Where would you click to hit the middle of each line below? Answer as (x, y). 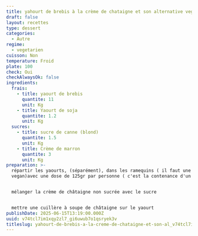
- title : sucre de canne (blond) (58, 132)
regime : (16, 45)
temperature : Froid (30, 61)
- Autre (21, 39)
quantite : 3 (36, 154)
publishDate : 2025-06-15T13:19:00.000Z (55, 213)
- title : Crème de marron (49, 149)
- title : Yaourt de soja (47, 110)
